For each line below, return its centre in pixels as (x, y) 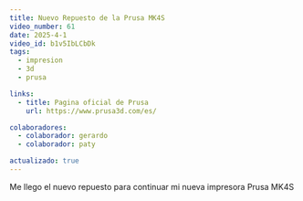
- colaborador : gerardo (63, 136)
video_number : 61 (42, 26)
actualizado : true (44, 161)
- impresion (41, 60)
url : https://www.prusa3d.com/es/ (91, 111)
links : (22, 94)
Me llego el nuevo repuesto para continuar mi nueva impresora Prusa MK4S (152, 186)
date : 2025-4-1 (38, 35)
